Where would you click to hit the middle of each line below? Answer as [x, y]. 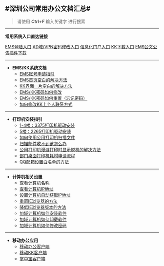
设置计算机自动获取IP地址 [45, 195]
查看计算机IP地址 [36, 189]
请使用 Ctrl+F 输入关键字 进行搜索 [51, 21]
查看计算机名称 [34, 183]
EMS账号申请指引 [37, 74]
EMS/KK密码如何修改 [41, 92]
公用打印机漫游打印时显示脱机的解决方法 [60, 150]
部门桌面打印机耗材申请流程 [47, 155]
